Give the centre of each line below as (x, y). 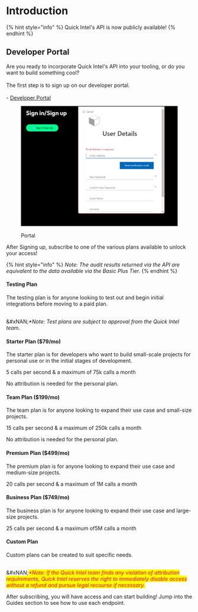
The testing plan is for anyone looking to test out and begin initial (85, 297)
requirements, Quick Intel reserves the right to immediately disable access (97, 579)
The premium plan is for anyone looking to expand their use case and (90, 466)
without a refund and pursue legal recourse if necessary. (76, 585)
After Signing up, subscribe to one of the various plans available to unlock (96, 247)
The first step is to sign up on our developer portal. (68, 85)
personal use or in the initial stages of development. (69, 361)
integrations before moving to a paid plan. (57, 304)
